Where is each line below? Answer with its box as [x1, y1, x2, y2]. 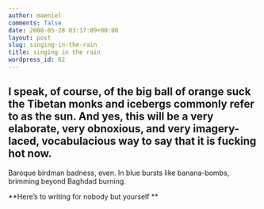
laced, [8, 135, 40, 148]
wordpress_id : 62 [8, 56, 66, 64]
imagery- [193, 122, 240, 135]
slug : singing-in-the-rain [8, 41, 98, 49]
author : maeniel [8, 11, 62, 20]
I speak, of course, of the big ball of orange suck [8, 85, 251, 99]
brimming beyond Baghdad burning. [8, 176, 127, 186]
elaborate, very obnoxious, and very [8, 122, 191, 135]
